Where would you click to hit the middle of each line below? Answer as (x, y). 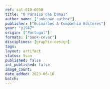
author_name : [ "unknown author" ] (40, 19)
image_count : (19, 70)
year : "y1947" (20, 28)
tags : (11, 46)
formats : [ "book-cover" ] (31, 38)
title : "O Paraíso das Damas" (37, 14)
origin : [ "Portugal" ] (28, 33)
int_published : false (28, 65)
